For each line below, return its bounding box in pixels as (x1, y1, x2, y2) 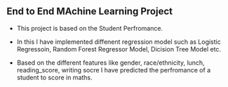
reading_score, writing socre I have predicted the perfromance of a (16, 65, 211, 74)
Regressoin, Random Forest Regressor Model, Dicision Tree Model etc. (16, 45, 222, 53)
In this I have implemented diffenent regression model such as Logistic (16, 38, 222, 46)
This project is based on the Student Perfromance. (16, 24, 163, 32)
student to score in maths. (16, 73, 93, 81)
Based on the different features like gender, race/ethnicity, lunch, (16, 58, 205, 67)
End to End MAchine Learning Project (6, 6, 173, 17)
